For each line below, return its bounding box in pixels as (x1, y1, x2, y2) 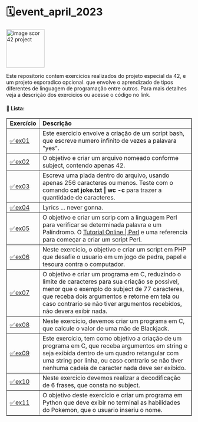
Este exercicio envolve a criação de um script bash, (42, 129, 184, 138)
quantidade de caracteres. (42, 194, 115, 202)
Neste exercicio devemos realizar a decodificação (42, 374, 181, 382)
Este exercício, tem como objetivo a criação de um (42, 335, 182, 343)
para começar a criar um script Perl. (42, 235, 143, 244)
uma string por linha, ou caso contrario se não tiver (42, 356, 184, 365)
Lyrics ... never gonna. (42, 204, 104, 212)
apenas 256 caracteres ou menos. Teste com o (42, 179, 174, 187)
